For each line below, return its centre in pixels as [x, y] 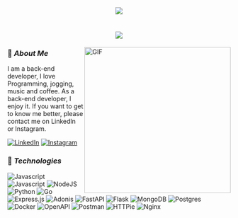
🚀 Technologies [35, 161]
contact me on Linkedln [41, 121]
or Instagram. [27, 129]
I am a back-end [31, 69]
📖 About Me [28, 54]
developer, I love [32, 76]
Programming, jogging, [41, 84]
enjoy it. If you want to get [45, 106]
